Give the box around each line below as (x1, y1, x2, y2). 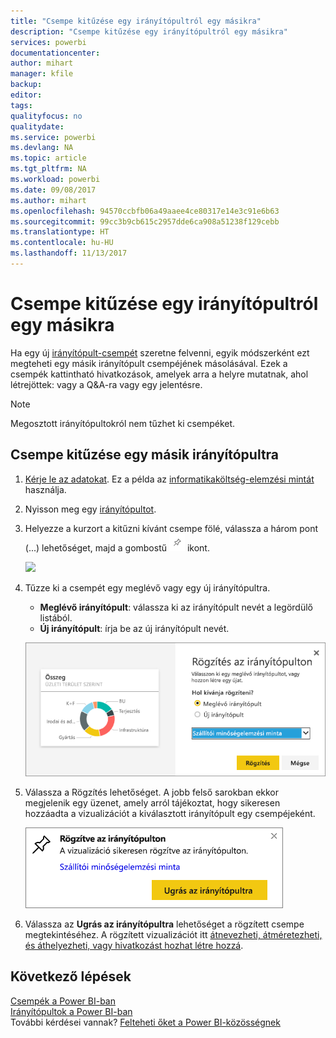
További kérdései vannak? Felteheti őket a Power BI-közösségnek (10, 1016, 281, 1028)
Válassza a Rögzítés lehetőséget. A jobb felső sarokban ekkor (24, 786, 280, 798)
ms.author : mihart (10, 195, 87, 205)
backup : (10, 80, 43, 90)
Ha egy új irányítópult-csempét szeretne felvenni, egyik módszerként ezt (10, 346, 310, 359)
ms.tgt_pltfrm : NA (10, 164, 87, 174)
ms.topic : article (10, 153, 87, 164)
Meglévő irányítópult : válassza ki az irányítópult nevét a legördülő (39, 601, 313, 613)
